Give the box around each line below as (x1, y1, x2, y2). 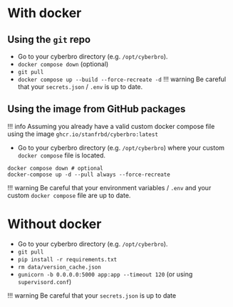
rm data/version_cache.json (17, 264, 101, 271)
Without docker (7, 216, 102, 232)
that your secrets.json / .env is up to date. (17, 83, 143, 90)
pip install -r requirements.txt (17, 256, 118, 263)
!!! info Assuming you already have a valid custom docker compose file (7, 122, 215, 130)
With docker (7, 5, 82, 21)
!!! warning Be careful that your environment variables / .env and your (7, 183, 212, 192)
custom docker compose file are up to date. (7, 191, 131, 199)
